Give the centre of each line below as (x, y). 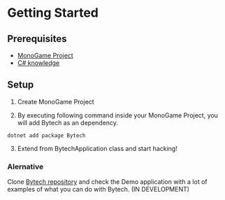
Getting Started (53, 13)
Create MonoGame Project (56, 101)
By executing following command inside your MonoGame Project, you (118, 115)
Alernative (26, 166)
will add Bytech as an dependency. (68, 122)
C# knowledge (38, 63)
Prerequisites (37, 39)
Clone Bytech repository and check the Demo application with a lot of (107, 182)
